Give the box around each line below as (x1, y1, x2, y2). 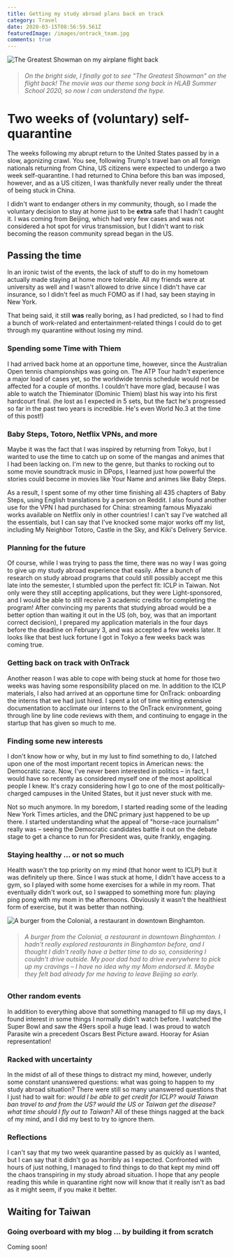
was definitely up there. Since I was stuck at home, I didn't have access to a (7, 873, 226, 882)
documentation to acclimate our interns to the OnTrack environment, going (7, 704, 222, 712)
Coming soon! (7, 1243, 47, 1251)
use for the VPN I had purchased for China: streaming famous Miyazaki (7, 503, 212, 511)
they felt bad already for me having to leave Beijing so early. (24, 970, 199, 978)
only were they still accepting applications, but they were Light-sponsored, (7, 588, 222, 597)
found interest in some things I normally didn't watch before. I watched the (7, 1015, 222, 1023)
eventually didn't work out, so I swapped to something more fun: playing (7, 888, 215, 896)
